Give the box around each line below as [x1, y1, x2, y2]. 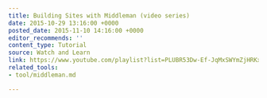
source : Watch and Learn [8, 49, 91, 57]
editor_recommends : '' [8, 33, 83, 42]
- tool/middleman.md [8, 71, 77, 79]
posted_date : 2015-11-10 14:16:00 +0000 [8, 26, 145, 34]
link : [8, 57, 26, 65]
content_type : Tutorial [8, 41, 87, 49]
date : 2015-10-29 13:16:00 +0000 [8, 19, 119, 27]
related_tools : [8, 64, 59, 72]
